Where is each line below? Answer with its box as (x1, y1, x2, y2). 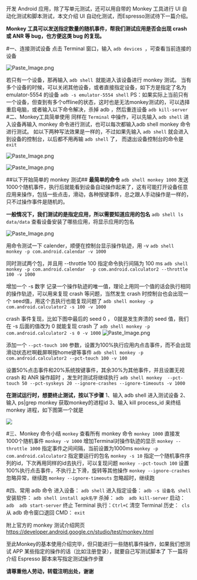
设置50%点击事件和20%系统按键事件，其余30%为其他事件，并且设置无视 (6, 367, 185, 373)
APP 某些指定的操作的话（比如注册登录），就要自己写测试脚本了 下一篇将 (12, 548, 188, 555)
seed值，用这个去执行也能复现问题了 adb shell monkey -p (12, 298, 154, 304)
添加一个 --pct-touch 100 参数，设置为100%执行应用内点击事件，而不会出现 (6, 341, 191, 348)
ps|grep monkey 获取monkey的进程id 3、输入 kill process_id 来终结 (17, 399, 181, 406)
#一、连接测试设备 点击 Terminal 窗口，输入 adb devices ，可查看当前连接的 (6, 45, 192, 52)
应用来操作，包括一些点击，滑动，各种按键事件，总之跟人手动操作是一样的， (6, 191, 192, 198)
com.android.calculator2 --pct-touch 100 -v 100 (6, 356, 128, 361)
